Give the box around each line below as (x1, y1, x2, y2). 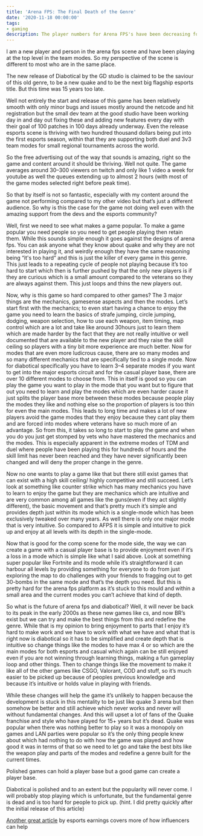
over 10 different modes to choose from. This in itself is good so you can (6, 375, 187, 383)
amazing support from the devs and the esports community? (6, 210, 157, 218)
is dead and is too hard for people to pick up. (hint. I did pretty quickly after (6, 799, 193, 806)
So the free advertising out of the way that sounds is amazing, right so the (6, 154, 191, 161)
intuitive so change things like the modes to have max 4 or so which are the (6, 641, 195, 649)
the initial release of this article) (6, 805, 85, 812)
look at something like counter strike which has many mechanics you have (6, 483, 192, 490)
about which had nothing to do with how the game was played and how (6, 737, 184, 744)
